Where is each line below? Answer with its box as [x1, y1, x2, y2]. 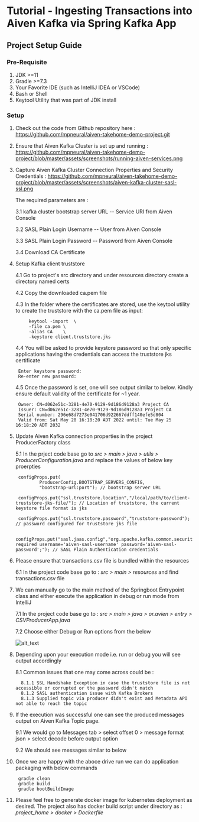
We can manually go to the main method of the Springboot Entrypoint [15, 586, 185, 593]
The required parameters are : [15, 197, 89, 204]
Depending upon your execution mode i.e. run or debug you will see [15, 651, 181, 658]
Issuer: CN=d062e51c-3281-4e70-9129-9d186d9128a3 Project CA [18, 407, 172, 413]
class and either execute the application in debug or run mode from [15, 593, 180, 600]
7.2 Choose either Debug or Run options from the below [15, 628, 151, 635]
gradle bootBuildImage [18, 786, 74, 792]
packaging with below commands [15, 764, 98, 772]
